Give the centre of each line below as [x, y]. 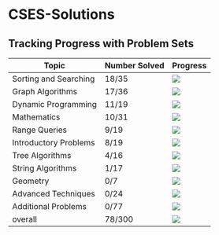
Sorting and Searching [54, 79]
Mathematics [36, 117]
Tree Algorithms [42, 155]
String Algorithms [45, 168]
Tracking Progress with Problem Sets [101, 44]
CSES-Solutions [62, 15]
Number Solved [134, 66]
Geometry [31, 181]
